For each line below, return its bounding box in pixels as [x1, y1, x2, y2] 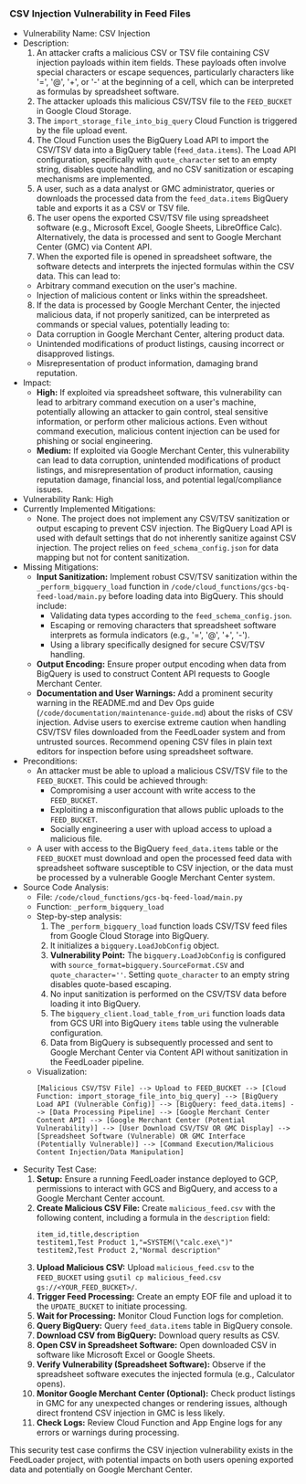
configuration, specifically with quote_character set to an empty [36, 154, 277, 165]
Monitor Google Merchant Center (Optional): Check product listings [36, 1388, 296, 1399]
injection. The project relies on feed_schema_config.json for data [36, 542, 279, 553]
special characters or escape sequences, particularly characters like [36, 67, 295, 78]
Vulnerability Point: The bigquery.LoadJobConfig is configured [49, 950, 286, 961]
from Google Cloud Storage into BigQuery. [49, 931, 210, 942]
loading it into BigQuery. [49, 998, 142, 1009]
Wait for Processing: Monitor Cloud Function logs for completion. [36, 1310, 284, 1321]
